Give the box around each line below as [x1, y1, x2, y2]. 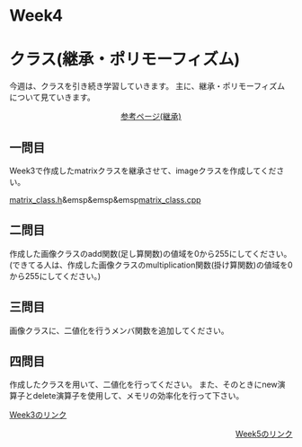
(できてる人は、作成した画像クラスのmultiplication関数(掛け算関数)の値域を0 [9, 259, 293, 270]
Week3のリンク [9, 409, 67, 420]
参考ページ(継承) [120, 111, 182, 122]
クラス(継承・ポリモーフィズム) [9, 49, 241, 70]
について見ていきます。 [9, 92, 96, 103]
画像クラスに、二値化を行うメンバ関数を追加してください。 [9, 325, 229, 336]
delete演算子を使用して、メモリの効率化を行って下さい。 [32, 390, 244, 401]
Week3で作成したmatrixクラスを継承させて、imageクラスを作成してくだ [9, 165, 277, 176]
